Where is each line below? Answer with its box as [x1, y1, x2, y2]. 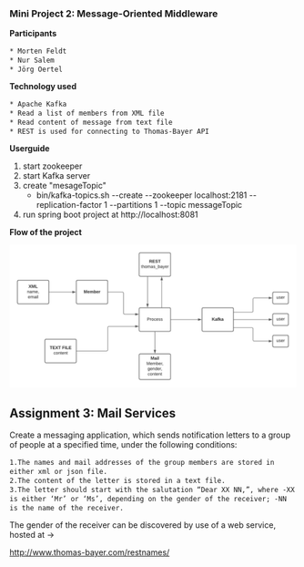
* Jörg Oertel [9, 65, 64, 75]
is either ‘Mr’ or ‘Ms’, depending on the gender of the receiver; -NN [9, 495, 287, 504]
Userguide [9, 143, 50, 154]
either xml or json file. [9, 468, 107, 477]
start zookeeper [22, 160, 83, 171]
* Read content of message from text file [9, 118, 173, 128]
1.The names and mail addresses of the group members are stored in [9, 459, 275, 468]
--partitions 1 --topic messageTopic [108, 200, 243, 211]
